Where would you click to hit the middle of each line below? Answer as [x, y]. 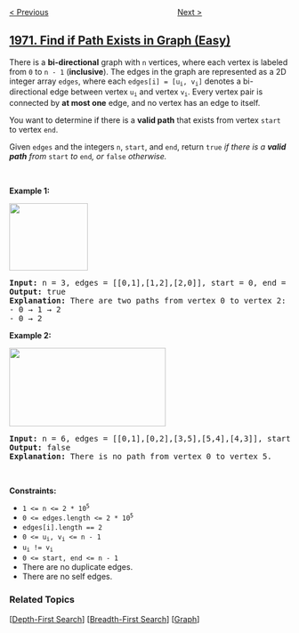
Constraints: [33, 491]
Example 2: [30, 335]
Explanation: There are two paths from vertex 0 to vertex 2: [148, 300]
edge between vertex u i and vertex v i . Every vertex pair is [156, 93]
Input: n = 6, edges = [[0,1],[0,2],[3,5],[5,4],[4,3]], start [150, 438]
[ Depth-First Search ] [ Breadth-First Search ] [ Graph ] [105, 619]
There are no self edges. [67, 577]
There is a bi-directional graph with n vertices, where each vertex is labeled [149, 62]
